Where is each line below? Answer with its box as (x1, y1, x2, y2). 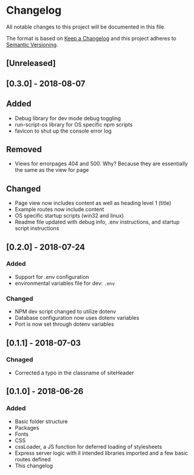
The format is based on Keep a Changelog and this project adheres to (6, 34, 177, 42)
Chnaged (6, 356, 34, 364)
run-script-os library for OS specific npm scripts (14, 121, 133, 128)
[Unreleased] (6, 58, 56, 68)
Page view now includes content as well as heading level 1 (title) (14, 200, 171, 207)
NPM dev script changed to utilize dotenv (14, 308, 117, 315)
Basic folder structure (14, 417, 68, 425)
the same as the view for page (14, 166, 89, 174)
